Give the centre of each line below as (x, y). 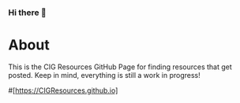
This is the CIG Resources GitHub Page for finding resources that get (120, 67)
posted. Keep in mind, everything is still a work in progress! (105, 75)
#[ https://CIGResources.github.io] (63, 90)
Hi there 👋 (28, 13)
